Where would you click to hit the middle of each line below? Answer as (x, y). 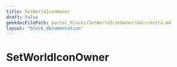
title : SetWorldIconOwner (38, 12)
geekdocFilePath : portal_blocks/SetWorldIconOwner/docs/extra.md (88, 23)
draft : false (22, 17)
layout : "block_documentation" (45, 28)
